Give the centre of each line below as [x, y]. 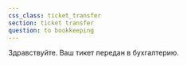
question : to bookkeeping [51, 30]
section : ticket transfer [51, 23]
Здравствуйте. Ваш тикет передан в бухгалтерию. [93, 53]
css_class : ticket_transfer [55, 15]
